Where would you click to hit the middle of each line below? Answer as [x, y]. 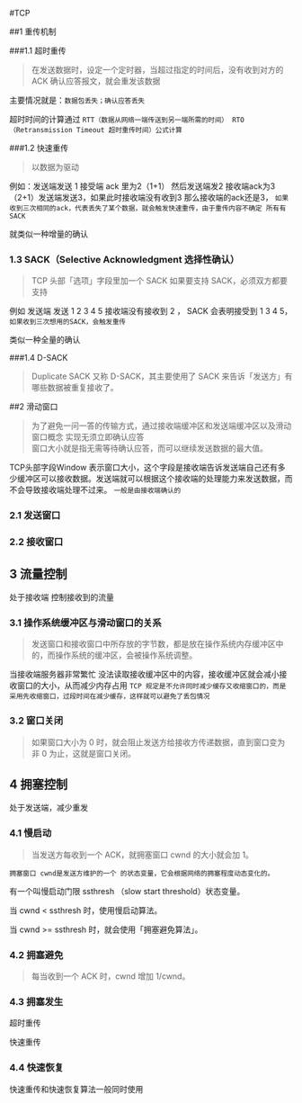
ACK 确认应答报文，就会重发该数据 [96, 81]
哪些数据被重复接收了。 [75, 388]
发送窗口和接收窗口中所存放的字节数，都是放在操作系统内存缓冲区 [153, 644]
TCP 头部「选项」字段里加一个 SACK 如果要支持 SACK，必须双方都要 [159, 281]
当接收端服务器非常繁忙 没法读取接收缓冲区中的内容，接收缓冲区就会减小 [144, 675]
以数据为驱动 [55, 167]
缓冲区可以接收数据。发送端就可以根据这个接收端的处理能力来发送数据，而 [155, 479]
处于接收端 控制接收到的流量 [62, 596]
